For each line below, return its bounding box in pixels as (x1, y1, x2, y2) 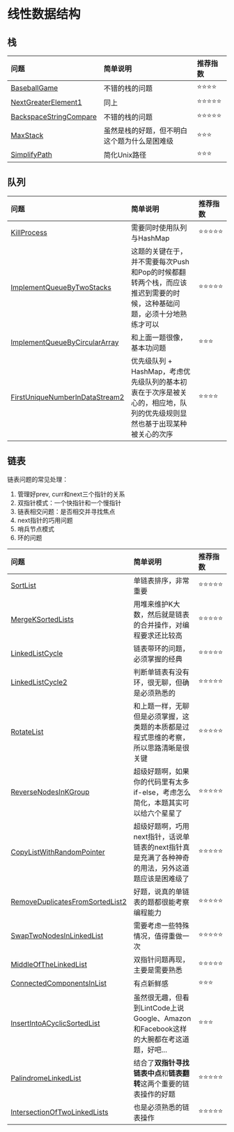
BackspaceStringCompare (10, 112, 97, 121)
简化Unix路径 (103, 150, 147, 160)
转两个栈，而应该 (131, 277, 187, 287)
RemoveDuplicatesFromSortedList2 (10, 896, 127, 906)
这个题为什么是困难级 (103, 137, 174, 146)
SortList (10, 580, 36, 590)
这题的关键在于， (131, 246, 187, 256)
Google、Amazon (133, 1014, 192, 1023)
